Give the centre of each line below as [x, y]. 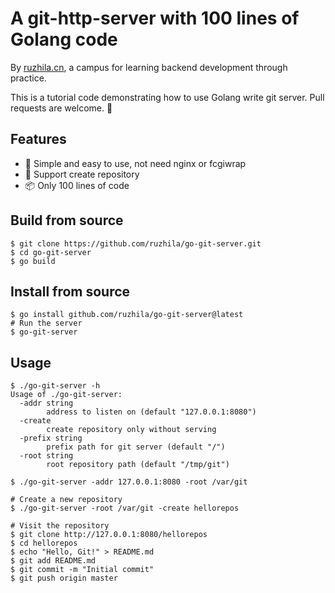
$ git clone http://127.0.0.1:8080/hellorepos [109, 535]
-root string [46, 456]
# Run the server [46, 323]
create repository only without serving [131, 430]
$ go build [33, 261]
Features [38, 139]
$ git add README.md [53, 561]
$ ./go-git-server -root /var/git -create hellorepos [125, 508]
